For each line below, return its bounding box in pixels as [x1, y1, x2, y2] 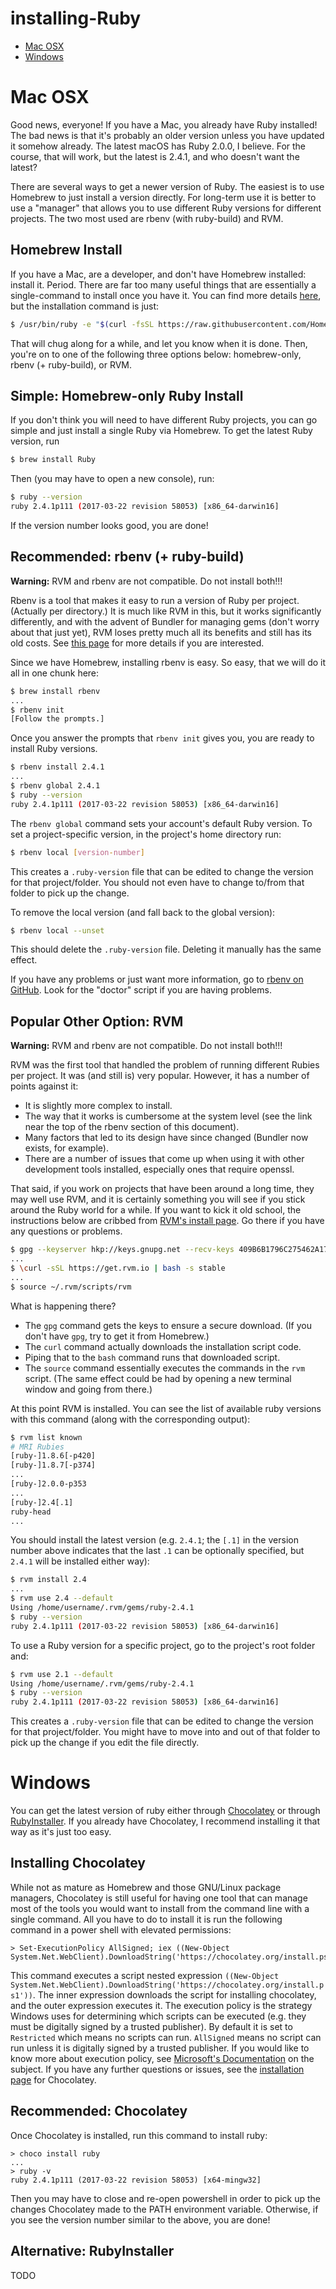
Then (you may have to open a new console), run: [10, 473, 215, 485]
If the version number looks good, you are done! [10, 520, 209, 531]
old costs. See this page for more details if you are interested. [10, 637, 265, 649]
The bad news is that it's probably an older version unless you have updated [10, 129, 325, 141]
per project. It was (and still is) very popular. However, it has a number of [10, 1070, 310, 1082]
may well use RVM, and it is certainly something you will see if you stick [10, 1193, 306, 1206]
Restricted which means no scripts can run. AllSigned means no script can [10, 2031, 322, 2043]
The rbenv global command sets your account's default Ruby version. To [10, 817, 313, 829]
